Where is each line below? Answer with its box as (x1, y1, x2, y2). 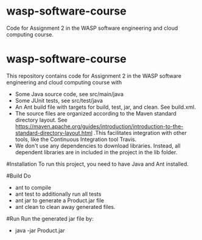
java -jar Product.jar (15, 227, 65, 234)
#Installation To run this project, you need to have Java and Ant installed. (6, 160, 189, 168)
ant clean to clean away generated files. (15, 203, 116, 210)
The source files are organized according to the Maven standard (15, 109, 176, 117)
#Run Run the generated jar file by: (6, 214, 94, 222)
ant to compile (15, 183, 52, 191)
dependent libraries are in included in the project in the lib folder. (15, 148, 178, 156)
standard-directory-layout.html (15, 129, 93, 136)
